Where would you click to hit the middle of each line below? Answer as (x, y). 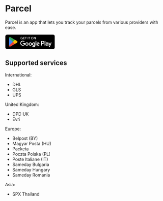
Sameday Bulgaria (31, 164)
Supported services (36, 63)
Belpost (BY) (25, 138)
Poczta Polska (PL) (31, 154)
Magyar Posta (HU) (32, 143)
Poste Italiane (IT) (30, 159)
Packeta (20, 149)
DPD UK (20, 114)
